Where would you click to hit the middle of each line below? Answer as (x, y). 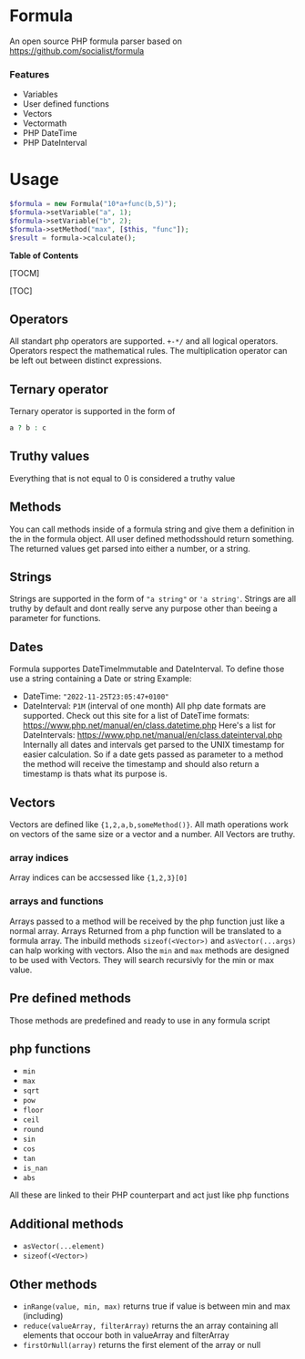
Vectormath (45, 123)
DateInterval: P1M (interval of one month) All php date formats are (144, 706)
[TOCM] (25, 273)
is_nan (35, 1168)
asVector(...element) (63, 1247)
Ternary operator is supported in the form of (92, 411)
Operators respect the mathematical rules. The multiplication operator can (148, 351)
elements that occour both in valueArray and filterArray (126, 1335)
